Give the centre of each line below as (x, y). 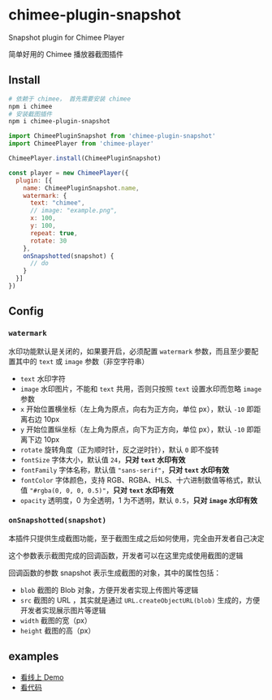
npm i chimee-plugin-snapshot (60, 122)
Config (26, 311)
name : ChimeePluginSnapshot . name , (81, 188)
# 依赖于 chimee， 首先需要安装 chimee (70, 99)
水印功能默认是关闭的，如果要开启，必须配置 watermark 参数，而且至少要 (130, 351)
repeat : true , (54, 233)
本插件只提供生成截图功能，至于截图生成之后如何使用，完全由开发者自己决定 (136, 538)
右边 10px (43, 419)
